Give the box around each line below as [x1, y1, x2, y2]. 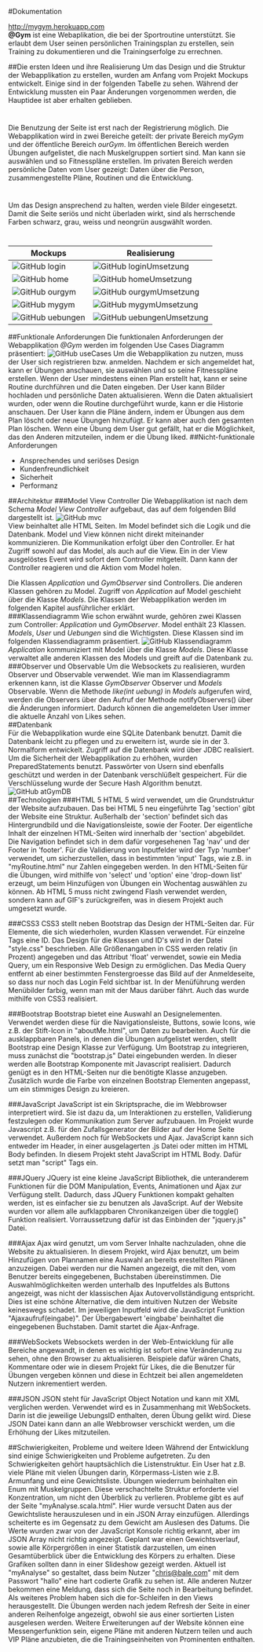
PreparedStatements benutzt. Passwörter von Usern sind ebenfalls [8, 761, 225, 771]
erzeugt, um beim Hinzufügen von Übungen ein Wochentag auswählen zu [8, 878, 247, 888]
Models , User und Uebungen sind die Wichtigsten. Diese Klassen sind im [8, 628, 244, 637]
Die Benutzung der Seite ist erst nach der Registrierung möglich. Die [8, 123, 229, 133]
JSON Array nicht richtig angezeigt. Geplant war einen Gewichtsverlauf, [8, 1534, 240, 1544]
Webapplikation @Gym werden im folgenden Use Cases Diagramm [8, 340, 225, 350]
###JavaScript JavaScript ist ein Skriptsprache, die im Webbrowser [8, 1099, 228, 1108]
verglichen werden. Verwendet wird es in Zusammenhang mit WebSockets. [8, 1402, 251, 1412]
